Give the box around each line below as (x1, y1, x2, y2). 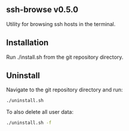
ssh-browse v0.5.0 (6, 5, 78, 15)
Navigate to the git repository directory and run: (6, 86, 123, 94)
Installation (6, 38, 49, 48)
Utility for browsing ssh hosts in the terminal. (6, 20, 116, 27)
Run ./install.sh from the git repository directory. (6, 53, 124, 60)
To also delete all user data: (6, 108, 74, 116)
